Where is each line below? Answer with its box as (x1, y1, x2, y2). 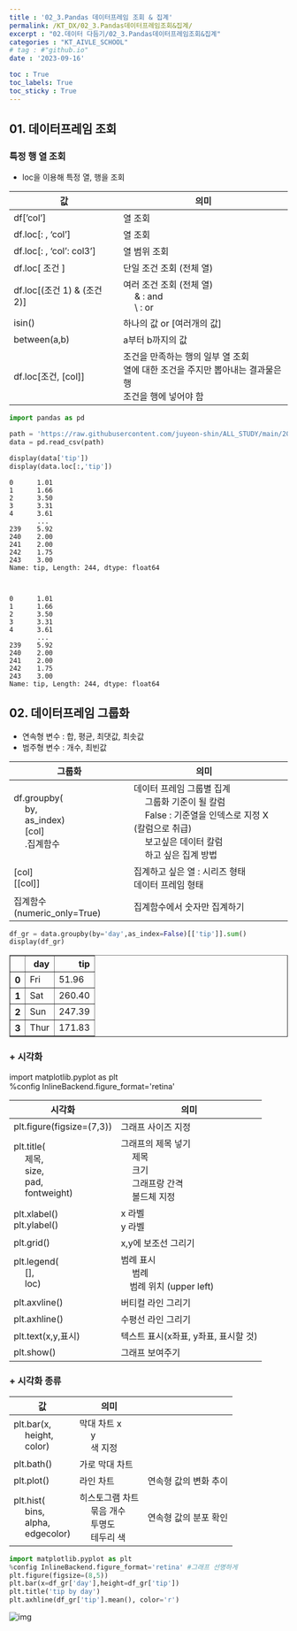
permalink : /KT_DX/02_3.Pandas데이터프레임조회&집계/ (9, 21, 193, 30)
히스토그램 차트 (79, 1491, 140, 1504)
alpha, (25, 1516, 50, 1528)
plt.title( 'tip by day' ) (9, 1588, 101, 1596)
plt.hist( (13, 1494, 46, 1506)
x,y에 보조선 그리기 (120, 1236, 195, 1249)
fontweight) (25, 1187, 73, 1199)
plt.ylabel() (13, 1219, 59, 1231)
